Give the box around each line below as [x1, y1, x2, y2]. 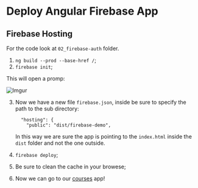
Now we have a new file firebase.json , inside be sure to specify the [15, 99, 187, 106]
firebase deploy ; [15, 151, 58, 158]
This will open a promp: [6, 75, 65, 82]
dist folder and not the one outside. [15, 139, 105, 146]
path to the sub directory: [15, 105, 79, 112]
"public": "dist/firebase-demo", [26, 122, 111, 128]
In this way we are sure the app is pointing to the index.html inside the [15, 133, 192, 140]
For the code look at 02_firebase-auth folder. [6, 45, 119, 52]
